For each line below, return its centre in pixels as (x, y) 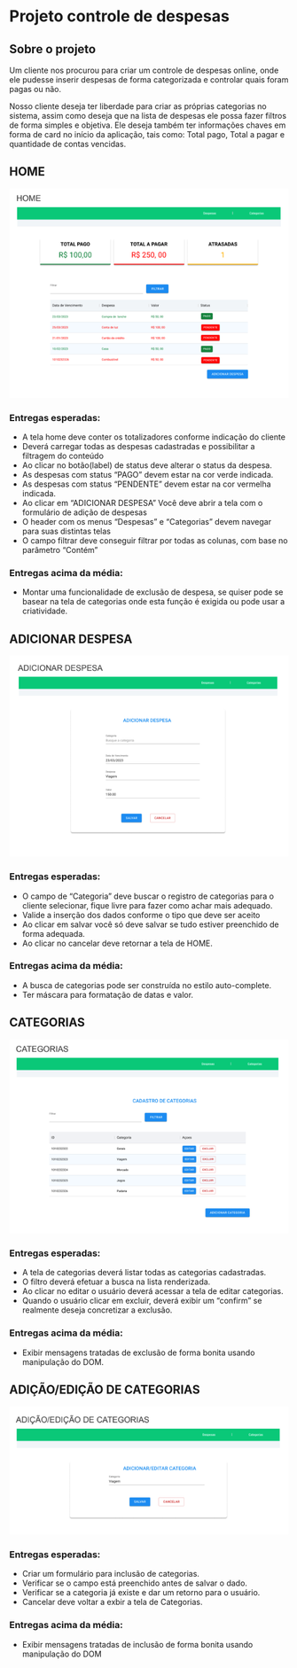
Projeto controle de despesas (120, 16)
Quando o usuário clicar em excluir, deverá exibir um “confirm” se (142, 1301)
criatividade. (45, 611)
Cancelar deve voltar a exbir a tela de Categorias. (112, 1602)
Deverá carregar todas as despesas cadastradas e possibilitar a (138, 446)
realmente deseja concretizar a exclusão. (97, 1310)
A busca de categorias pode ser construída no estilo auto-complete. (147, 985)
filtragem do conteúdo (63, 456)
